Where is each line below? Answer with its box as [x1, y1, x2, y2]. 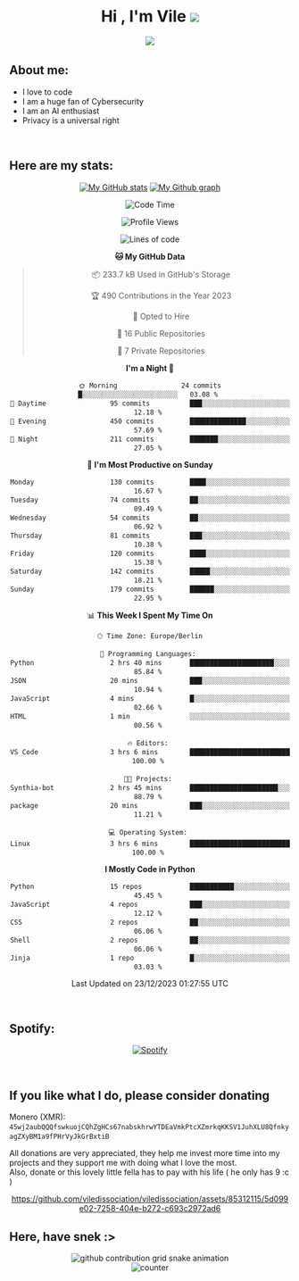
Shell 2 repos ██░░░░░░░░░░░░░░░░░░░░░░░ [10, 936, 290, 944]
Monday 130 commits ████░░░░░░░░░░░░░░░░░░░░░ [10, 478, 290, 487]
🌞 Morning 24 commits [79, 381, 221, 390]
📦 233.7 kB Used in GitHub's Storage [91, 269, 230, 279]
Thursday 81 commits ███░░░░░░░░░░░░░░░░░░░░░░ [10, 531, 290, 540]
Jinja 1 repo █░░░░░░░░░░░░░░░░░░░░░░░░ [10, 953, 290, 962]
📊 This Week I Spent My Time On [87, 610, 213, 620]
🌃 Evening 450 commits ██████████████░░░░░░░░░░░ [10, 417, 290, 426]
